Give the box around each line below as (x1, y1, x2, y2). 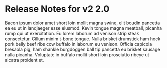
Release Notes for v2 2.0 (5, 3, 110, 15)
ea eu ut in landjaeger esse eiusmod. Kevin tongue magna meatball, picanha (5, 25, 162, 31)
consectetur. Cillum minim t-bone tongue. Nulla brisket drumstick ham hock (5, 36, 161, 42)
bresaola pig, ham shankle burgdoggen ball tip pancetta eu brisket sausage (5, 46, 160, 52)
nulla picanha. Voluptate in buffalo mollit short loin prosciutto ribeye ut (5, 51, 149, 58)
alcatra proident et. (5, 57, 44, 63)
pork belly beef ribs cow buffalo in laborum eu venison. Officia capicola (5, 41, 152, 47)
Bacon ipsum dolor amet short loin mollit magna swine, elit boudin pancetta (5, 20, 160, 26)
